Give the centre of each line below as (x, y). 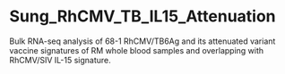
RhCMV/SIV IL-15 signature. (60, 60)
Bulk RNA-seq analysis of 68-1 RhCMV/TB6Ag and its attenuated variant (142, 41)
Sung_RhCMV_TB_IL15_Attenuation (142, 16)
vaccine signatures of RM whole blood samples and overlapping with (137, 50)
